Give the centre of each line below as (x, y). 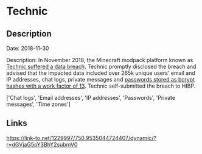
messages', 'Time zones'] (39, 104)
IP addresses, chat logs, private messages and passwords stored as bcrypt (100, 79)
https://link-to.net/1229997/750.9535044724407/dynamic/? (82, 138)
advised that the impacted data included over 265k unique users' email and (101, 73)
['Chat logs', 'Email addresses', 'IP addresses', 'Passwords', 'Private (91, 98)
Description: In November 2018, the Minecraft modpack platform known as (100, 60)
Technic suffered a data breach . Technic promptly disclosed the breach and (101, 66)
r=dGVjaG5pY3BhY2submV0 (42, 144)
